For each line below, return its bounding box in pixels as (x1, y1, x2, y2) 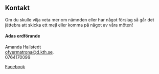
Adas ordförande (5, 33, 41, 39)
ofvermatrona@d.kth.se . (5, 49, 54, 55)
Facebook (5, 64, 25, 70)
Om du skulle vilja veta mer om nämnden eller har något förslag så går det (5, 17, 154, 22)
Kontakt (5, 4, 30, 12)
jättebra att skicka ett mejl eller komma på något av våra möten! (5, 22, 133, 28)
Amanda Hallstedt (5, 44, 41, 50)
